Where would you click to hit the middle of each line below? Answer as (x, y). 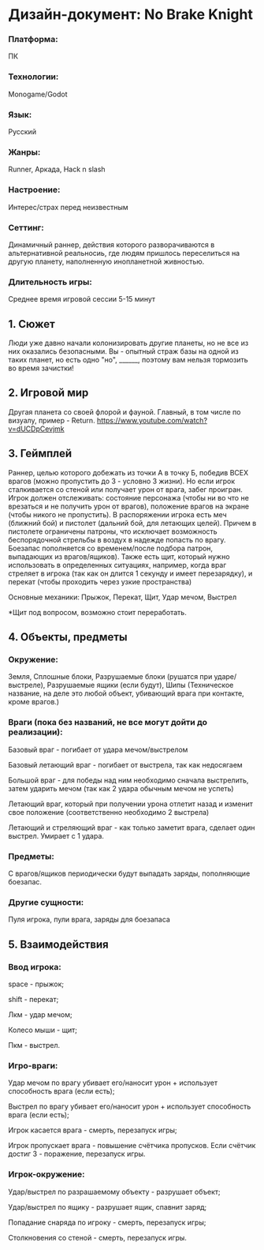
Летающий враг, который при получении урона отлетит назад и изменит (131, 804)
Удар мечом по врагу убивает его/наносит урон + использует (113, 1083)
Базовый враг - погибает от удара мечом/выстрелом (98, 749)
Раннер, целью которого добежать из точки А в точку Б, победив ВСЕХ (128, 472)
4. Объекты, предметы (68, 637)
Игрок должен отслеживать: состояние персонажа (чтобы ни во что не (129, 497)
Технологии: (33, 77)
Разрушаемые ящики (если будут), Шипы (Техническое (140, 685)
